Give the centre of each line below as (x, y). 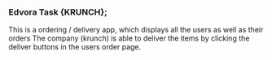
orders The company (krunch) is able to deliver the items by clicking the (129, 38)
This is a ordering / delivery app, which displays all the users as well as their (136, 30)
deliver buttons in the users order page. (75, 47)
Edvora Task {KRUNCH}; (58, 12)
